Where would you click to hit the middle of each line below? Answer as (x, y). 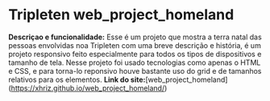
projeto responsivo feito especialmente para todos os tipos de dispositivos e (135, 54)
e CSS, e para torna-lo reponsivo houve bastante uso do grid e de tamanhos (135, 71)
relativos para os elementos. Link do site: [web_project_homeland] (118, 79)
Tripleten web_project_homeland (121, 15)
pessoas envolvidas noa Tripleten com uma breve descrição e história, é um (135, 45)
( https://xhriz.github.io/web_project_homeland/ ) (88, 88)
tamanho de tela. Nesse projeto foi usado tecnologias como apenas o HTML (135, 63)
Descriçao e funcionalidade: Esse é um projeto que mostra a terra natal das (135, 37)
